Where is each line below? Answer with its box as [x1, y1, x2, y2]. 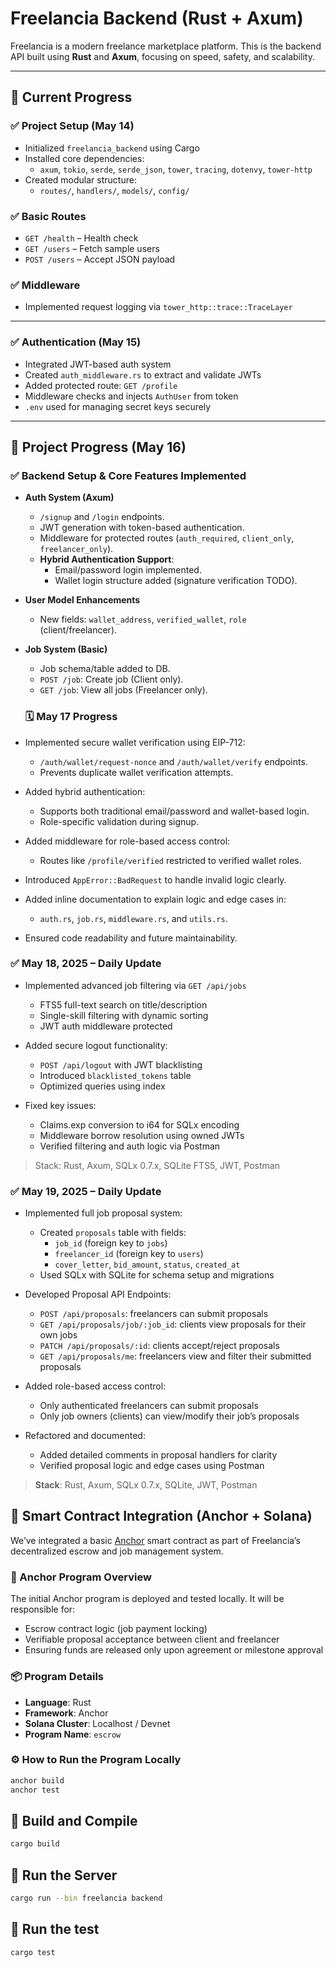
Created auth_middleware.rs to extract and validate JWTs [24, 368, 262, 381]
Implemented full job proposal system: [24, 1207, 183, 1219]
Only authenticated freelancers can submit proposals [39, 1400, 259, 1412]
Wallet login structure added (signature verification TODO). [54, 575, 298, 587]
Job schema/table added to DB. [39, 663, 171, 675]
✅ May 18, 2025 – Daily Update [10, 957, 162, 971]
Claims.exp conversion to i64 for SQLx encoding [39, 1118, 240, 1131]
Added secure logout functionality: [24, 1039, 168, 1051]
